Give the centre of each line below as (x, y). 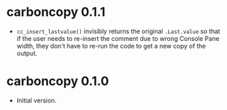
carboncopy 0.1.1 (56, 12)
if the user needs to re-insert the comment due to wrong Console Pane (118, 38)
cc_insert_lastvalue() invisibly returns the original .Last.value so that (118, 31)
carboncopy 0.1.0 (58, 81)
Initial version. (36, 100)
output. (27, 53)
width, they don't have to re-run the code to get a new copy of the (111, 46)
